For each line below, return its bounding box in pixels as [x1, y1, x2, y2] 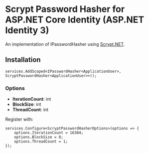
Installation [5, 56, 41, 64]
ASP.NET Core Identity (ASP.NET [5, 14, 145, 25]
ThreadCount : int [12, 107, 49, 113]
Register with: [5, 116, 33, 123]
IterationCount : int [12, 96, 51, 102]
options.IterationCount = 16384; [14, 131, 84, 136]
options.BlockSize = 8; [14, 135, 64, 140]
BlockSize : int [12, 101, 41, 108]
